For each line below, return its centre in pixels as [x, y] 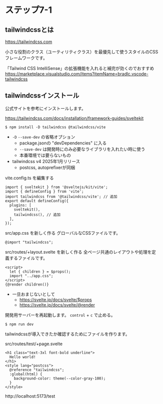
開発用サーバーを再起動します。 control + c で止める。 [60, 315]
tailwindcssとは [30, 30]
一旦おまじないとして [33, 294]
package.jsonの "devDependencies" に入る [63, 143]
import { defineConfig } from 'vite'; [44, 191]
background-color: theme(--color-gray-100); [60, 378]
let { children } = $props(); [40, 272]
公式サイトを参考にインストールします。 [46, 108]
